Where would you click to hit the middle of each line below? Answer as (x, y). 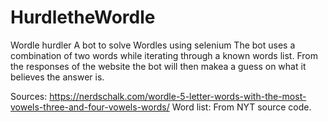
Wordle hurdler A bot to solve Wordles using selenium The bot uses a (153, 45)
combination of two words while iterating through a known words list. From (164, 55)
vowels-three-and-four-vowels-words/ (90, 107)
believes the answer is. (57, 77)
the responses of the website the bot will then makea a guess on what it (158, 66)
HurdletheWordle (83, 17)
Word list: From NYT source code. (241, 107)
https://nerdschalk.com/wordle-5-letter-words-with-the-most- (178, 96)
